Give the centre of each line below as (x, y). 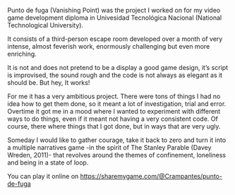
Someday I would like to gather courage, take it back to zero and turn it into (117, 140)
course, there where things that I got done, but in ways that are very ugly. (114, 126)
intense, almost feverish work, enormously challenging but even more (109, 46)
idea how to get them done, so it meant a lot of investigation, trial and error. (117, 104)
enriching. (22, 54)
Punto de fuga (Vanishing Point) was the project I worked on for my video (114, 10)
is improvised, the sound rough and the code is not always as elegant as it (115, 75)
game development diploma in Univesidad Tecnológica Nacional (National (115, 18)
